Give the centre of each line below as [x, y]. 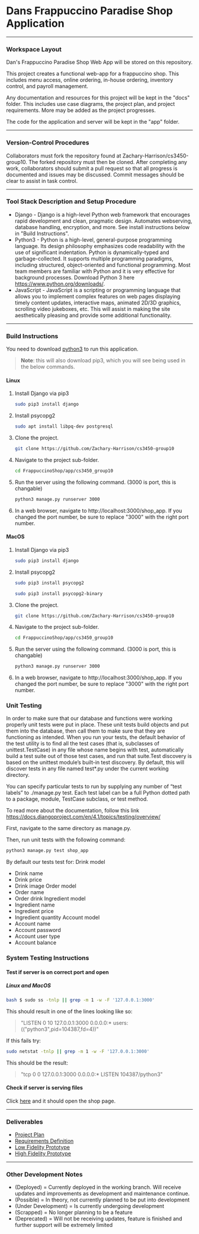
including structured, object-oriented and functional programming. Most [102, 265]
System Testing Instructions [48, 958]
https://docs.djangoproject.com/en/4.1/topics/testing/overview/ [84, 817]
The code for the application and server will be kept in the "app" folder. [93, 122]
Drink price [28, 880]
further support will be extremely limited [64, 1225]
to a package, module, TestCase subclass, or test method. [77, 799]
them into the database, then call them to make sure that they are [86, 731]
